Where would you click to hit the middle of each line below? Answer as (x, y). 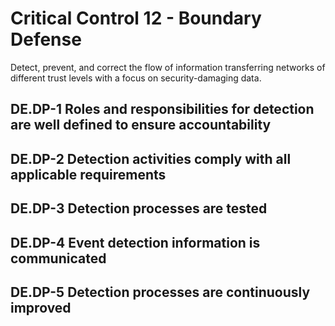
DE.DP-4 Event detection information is (135, 242)
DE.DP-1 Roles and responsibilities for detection (162, 109)
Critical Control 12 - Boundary (136, 18)
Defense (46, 39)
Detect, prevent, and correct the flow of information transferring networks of (168, 67)
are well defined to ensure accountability (141, 125)
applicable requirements (88, 174)
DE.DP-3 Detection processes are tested (139, 208)
